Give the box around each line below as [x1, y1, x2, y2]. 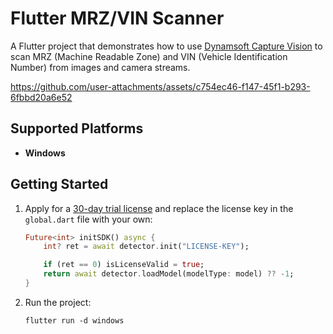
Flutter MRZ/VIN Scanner [10, 7, 225, 30]
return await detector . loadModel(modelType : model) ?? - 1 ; [43, 269, 295, 279]
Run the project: [24, 296, 92, 308]
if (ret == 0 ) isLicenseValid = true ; [43, 260, 205, 270]
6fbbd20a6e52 [10, 91, 73, 103]
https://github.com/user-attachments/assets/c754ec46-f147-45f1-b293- [10, 80, 311, 92]
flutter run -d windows [24, 315, 125, 326]
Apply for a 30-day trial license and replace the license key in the [24, 202, 294, 214]
